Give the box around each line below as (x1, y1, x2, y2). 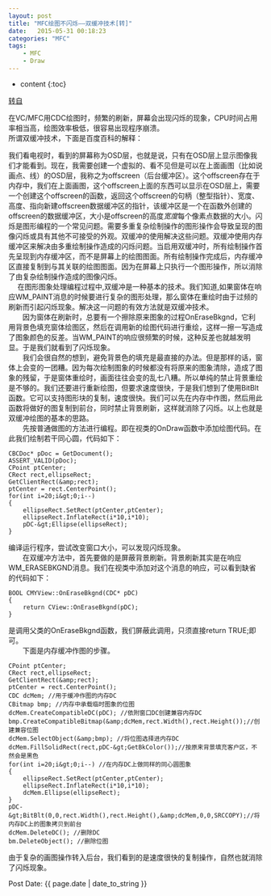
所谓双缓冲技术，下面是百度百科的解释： (8, 133, 143, 142)
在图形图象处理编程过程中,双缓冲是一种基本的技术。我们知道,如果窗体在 (17, 281, 256, 291)
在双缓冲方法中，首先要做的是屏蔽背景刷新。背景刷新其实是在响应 (22, 552, 242, 562)
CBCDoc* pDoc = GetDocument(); (8, 450, 114, 458)
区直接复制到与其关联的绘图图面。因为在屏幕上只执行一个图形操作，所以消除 (8, 261, 263, 271)
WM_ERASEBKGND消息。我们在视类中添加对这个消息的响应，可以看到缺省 (8, 563, 256, 573)
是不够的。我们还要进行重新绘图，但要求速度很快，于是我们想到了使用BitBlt (8, 382, 260, 392)
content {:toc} (19, 78, 67, 89)
